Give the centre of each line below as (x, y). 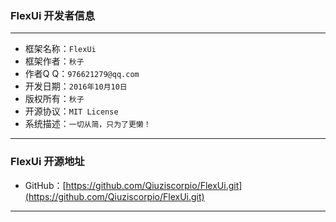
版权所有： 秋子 (54, 99)
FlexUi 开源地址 (47, 162)
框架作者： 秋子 (54, 61)
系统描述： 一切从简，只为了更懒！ (88, 124)
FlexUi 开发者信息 (53, 15)
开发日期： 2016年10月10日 (76, 86)
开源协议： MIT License (71, 111)
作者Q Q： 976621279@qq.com (82, 74)
